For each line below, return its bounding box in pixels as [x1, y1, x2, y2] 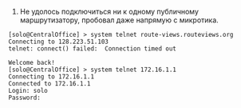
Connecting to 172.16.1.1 [8, 73, 94, 81]
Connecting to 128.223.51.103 [8, 38, 109, 46]
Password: [8, 94, 41, 102]
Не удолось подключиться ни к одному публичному [19, 7, 200, 16]
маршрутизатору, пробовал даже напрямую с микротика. [19, 15, 219, 25]
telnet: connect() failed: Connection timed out [8, 45, 177, 53]
